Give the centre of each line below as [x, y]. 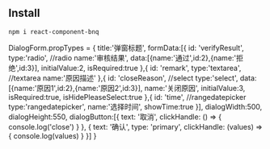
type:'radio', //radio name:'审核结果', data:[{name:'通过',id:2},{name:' [122, 58]
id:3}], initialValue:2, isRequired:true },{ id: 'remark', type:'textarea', [130, 68]
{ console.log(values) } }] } [53, 135]
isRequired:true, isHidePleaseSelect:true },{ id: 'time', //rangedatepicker [127, 97]
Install [24, 13]
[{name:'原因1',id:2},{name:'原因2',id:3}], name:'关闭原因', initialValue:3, [127, 88]
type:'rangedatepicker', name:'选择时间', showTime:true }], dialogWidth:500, [135, 106]
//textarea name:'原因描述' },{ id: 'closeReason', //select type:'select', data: [133, 78]
